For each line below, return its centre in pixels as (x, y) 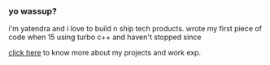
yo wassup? (33, 11)
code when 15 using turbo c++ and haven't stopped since (105, 37)
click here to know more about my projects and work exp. (105, 53)
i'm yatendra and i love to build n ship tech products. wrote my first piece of (135, 29)
